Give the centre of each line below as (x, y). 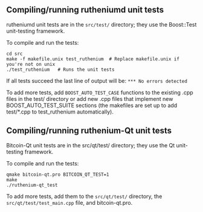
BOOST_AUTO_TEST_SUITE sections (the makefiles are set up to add (92, 105)
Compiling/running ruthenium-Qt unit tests (89, 131)
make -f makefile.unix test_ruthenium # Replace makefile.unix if (93, 59)
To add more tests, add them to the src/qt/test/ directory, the (84, 196)
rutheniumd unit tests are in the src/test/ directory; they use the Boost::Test (101, 24)
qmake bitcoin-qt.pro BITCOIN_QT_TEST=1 (58, 175)
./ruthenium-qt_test (32, 185)
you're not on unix (31, 64)
